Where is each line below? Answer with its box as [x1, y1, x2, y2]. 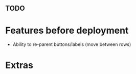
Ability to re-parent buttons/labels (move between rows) [12, 41, 131, 47]
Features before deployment [5, 24, 129, 36]
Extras [5, 59, 33, 71]
